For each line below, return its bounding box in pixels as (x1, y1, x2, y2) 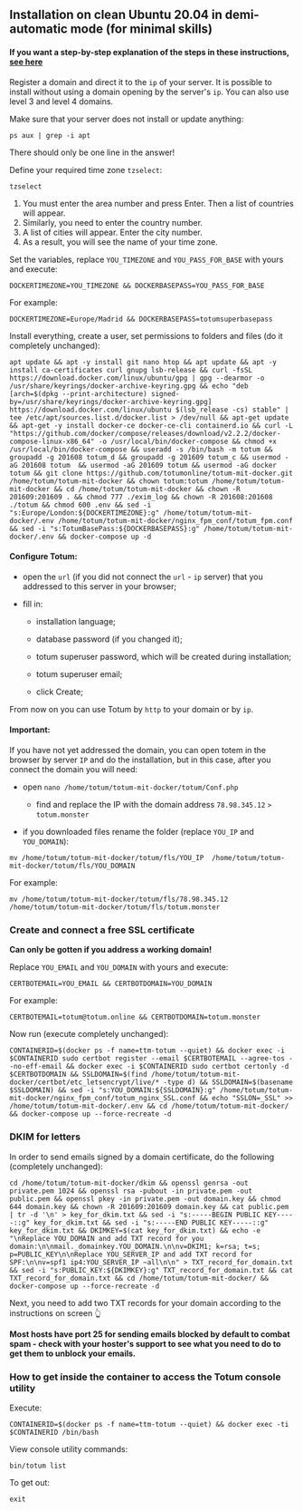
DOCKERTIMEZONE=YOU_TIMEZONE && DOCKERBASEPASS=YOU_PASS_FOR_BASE (9, 281, 265, 290)
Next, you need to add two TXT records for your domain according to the (9, 1297, 282, 1308)
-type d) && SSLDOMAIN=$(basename (163, 1078, 294, 1087)
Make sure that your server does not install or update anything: (9, 113, 244, 124)
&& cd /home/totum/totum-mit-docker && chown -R (53, 484, 241, 493)
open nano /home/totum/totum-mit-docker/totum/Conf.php (22, 781, 239, 792)
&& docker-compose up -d (57, 532, 152, 541)
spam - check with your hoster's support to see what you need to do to (9, 1338, 281, 1349)
